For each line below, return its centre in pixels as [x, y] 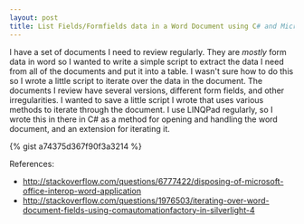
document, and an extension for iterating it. [90, 128]
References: [32, 163]
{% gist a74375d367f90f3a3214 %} [76, 146]
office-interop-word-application [82, 191]
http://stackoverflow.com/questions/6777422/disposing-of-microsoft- [153, 181]
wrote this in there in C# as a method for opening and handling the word [143, 119]
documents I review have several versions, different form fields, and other [147, 90]
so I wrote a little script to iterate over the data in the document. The [136, 80]
